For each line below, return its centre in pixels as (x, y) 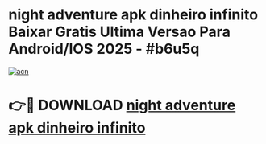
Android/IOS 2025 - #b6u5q (104, 49)
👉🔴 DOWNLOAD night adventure (122, 105)
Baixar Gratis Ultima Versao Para (120, 32)
